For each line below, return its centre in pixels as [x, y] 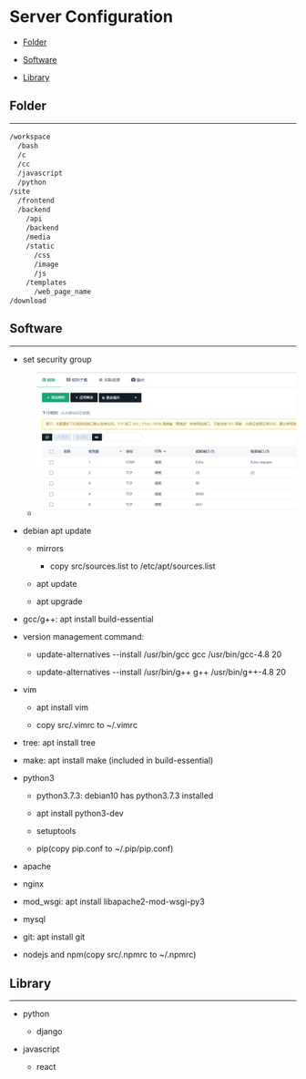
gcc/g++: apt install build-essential [88, 619]
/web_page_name [62, 292]
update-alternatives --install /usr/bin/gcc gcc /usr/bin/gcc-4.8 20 [159, 654]
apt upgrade [59, 601]
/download [28, 301]
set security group [57, 359]
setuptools [56, 831]
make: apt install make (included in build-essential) [118, 760]
